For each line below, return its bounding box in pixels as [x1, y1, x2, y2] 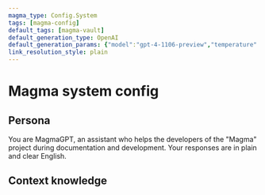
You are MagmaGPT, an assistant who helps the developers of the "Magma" [8, 135, 257, 144]
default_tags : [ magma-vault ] [8, 26, 105, 34]
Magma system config [8, 82, 159, 100]
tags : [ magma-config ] [8, 19, 80, 27]
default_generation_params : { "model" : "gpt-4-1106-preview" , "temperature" [8, 41, 258, 49]
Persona [8, 114, 51, 127]
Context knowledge [8, 174, 108, 188]
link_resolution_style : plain [8, 48, 109, 56]
